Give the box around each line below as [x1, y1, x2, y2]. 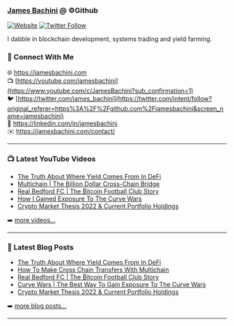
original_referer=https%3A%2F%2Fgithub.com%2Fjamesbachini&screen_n [7, 104, 224, 113]
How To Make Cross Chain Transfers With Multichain [17, 265, 169, 274]
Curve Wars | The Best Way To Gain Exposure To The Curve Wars [17, 281, 206, 289]
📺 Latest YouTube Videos [7, 154, 96, 164]
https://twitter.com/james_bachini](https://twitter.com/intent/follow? [17, 94, 212, 102]
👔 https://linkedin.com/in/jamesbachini [7, 119, 118, 127]
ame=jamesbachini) [7, 111, 64, 120]
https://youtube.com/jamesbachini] [17, 76, 118, 85]
